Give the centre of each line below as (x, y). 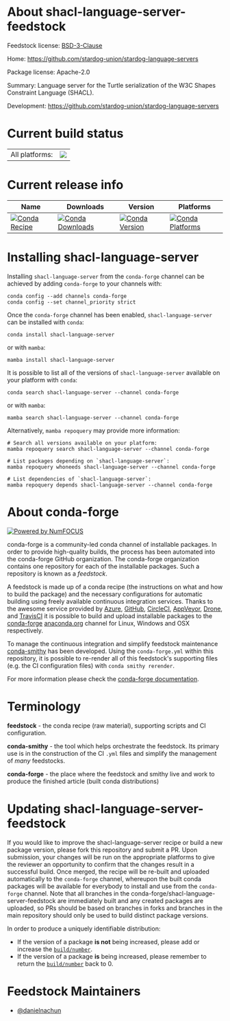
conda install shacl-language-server (61, 334)
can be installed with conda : (46, 322)
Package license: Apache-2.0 (49, 72)
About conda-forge (63, 512)
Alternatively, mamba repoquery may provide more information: (93, 430)
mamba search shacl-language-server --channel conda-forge (93, 418)
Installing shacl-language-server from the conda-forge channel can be (106, 276)
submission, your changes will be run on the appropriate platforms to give (111, 857)
